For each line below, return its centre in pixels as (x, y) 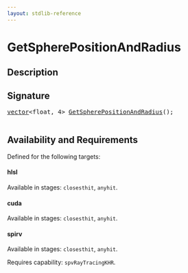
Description (33, 73)
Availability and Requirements (73, 140)
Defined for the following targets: (54, 156)
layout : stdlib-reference (44, 13)
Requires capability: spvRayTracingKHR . (61, 262)
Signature (28, 95)
